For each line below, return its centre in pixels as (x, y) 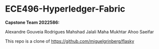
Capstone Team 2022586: (32, 22)
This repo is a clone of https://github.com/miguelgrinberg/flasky (70, 41)
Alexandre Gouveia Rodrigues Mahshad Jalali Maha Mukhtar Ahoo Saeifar (79, 32)
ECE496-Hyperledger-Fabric (65, 9)
